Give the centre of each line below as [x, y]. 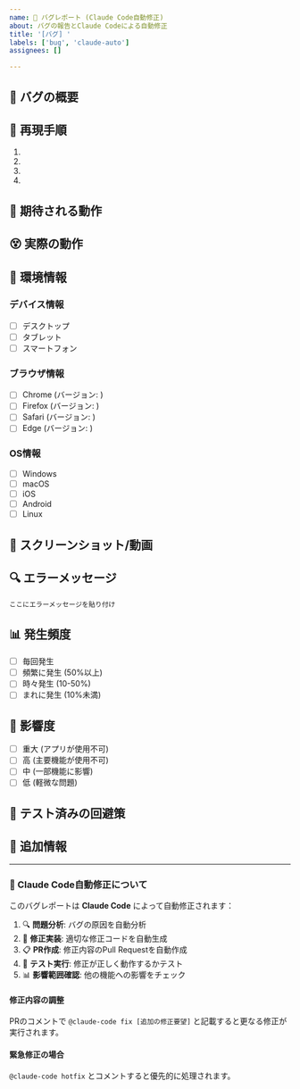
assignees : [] [36, 51]
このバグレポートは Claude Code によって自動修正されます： [122, 905]
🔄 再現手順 [38, 130]
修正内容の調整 [37, 1000]
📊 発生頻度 [40, 634]
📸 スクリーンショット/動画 [81, 545]
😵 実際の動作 [46, 244]
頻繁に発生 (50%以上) [62, 673]
